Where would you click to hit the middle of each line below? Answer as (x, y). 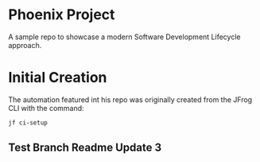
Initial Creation (58, 78)
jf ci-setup (28, 122)
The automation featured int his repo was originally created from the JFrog (130, 99)
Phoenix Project (62, 15)
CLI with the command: (47, 108)
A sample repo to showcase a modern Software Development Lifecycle (124, 37)
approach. (25, 45)
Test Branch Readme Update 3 (85, 148)
